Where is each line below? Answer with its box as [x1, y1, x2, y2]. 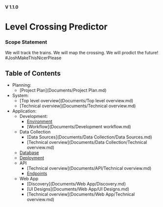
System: [12, 92, 29, 98]
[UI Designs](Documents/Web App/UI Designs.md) [26, 186, 130, 192]
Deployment [19, 155, 45, 161]
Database [19, 150, 39, 156]
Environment [26, 118, 53, 124]
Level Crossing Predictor [5, 22, 108, 32]
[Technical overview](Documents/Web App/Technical [26, 191, 135, 197]
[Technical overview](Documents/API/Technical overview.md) [26, 165, 152, 171]
